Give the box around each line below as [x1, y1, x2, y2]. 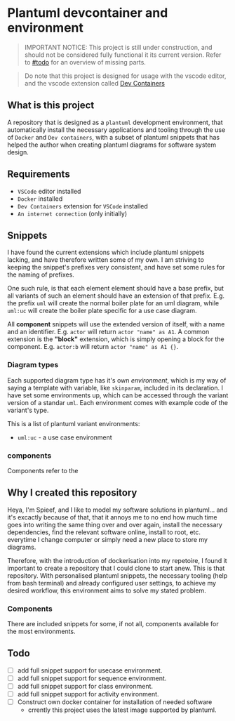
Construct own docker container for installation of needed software [17, 698, 213, 706]
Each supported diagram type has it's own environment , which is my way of [7, 376, 227, 384]
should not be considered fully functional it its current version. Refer [24, 51, 222, 59]
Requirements [7, 168, 70, 180]
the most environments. [7, 627, 76, 636]
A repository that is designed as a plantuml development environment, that [7, 118, 223, 126]
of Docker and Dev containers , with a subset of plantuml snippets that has [7, 133, 220, 141]
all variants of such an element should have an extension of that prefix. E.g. [7, 291, 225, 300]
